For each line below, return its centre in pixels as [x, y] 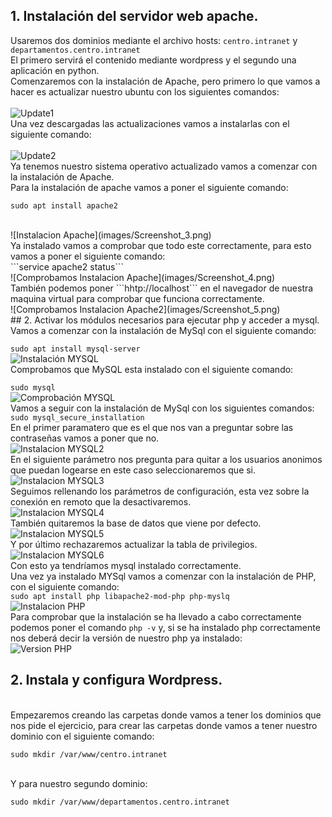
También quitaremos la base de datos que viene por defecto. [136, 523]
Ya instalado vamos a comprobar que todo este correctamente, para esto [161, 245]
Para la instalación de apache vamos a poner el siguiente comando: [149, 187]
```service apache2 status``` [67, 266]
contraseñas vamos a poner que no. [85, 438]
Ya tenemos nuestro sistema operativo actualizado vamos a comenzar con [164, 166]
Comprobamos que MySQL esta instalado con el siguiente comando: [152, 369]
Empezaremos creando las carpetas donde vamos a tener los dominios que [166, 715]
